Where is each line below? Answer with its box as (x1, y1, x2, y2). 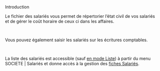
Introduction (5, 4, 30, 10)
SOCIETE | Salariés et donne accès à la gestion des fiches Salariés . (5, 61, 140, 66)
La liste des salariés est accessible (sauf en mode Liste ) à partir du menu (5, 56, 151, 61)
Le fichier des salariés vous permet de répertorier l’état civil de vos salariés (5, 13, 155, 19)
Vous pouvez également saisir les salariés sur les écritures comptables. (5, 37, 148, 43)
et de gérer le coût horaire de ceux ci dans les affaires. (5, 19, 114, 24)
